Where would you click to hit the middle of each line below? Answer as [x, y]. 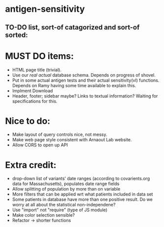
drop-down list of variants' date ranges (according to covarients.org [81, 179]
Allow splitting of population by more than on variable [66, 189]
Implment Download [32, 91]
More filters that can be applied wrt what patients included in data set [82, 194]
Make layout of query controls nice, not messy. [60, 134]
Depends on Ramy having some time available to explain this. [74, 85]
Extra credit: [31, 165]
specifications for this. [35, 101]
